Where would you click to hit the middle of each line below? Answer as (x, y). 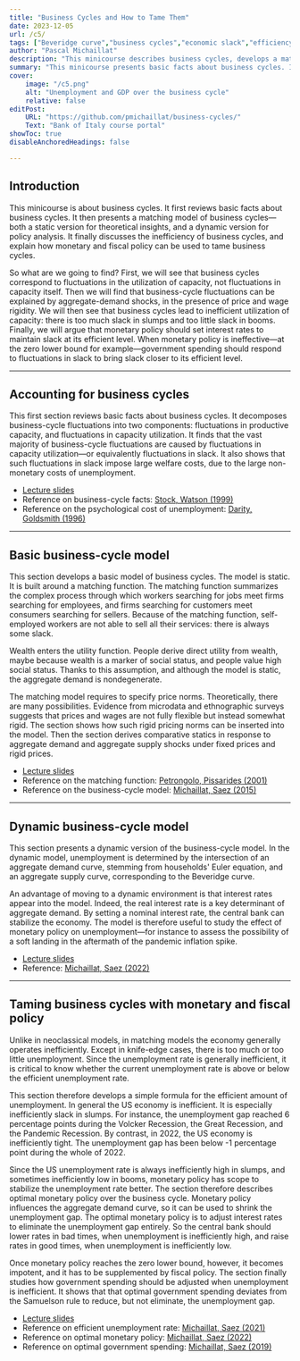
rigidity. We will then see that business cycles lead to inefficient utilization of (150, 310)
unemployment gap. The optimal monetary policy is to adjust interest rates (146, 1217)
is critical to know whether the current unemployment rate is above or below (150, 1068)
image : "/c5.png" (58, 84)
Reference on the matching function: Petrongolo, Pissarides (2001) (145, 781)
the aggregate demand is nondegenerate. (86, 679)
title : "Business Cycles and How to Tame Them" (100, 17)
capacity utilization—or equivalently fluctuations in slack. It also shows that (147, 454)
